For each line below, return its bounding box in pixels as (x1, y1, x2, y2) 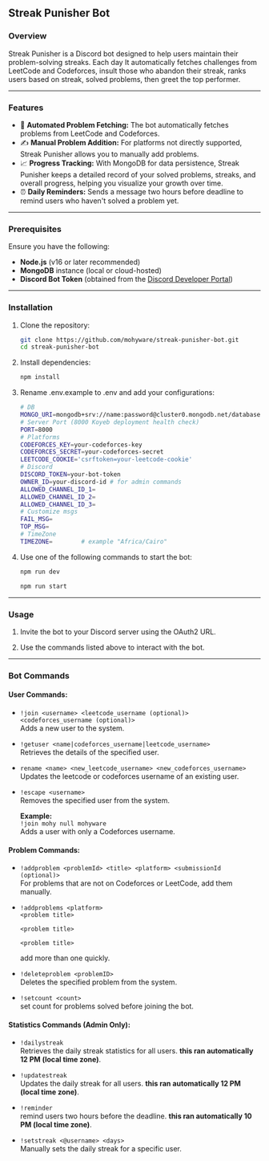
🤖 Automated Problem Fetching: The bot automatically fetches (19, 120, 230, 129)
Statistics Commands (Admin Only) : (8, 1020, 130, 1029)
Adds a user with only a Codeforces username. (19, 827, 176, 836)
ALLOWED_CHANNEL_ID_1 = (19, 485, 96, 493)
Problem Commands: (8, 845, 80, 854)
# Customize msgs (19, 507, 78, 516)
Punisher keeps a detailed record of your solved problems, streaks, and (19, 169, 256, 179)
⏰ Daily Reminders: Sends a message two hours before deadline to (19, 186, 244, 196)
